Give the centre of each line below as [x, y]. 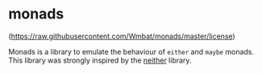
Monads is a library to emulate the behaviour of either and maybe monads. [131, 51]
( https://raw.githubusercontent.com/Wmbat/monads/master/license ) [122, 36]
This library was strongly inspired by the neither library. [100, 60]
